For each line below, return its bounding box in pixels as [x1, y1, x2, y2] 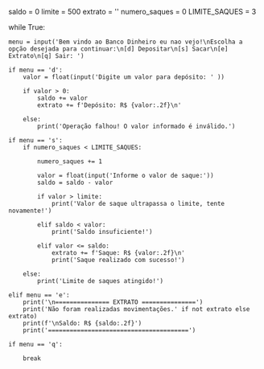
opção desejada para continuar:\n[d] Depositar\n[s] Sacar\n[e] [8, 45, 229, 53]
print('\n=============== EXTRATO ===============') [23, 298, 204, 306]
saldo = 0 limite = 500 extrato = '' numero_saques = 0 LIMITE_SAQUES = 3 [8, 7, 257, 16]
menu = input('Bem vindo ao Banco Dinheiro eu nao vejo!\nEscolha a [8, 38, 243, 46]
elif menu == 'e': [8, 291, 70, 299]
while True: [8, 23, 46, 31]
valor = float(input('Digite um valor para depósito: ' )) [23, 73, 225, 81]
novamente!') [8, 207, 52, 215]
